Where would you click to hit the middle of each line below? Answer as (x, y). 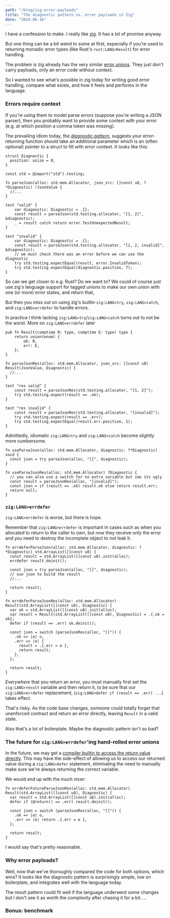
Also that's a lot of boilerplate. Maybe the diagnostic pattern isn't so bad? (82, 729)
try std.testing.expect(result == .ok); (58, 395)
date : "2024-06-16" (26, 19)
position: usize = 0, (33, 160)
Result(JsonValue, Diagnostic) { (41, 368)
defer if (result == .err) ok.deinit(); (53, 623)
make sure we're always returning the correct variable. (62, 769)
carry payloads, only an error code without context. (59, 70)
